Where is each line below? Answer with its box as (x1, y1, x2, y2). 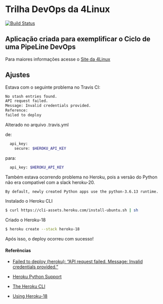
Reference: (5, 108, 28, 113)
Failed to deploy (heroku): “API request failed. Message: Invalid (12, 259, 143, 265)
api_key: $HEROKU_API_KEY (10, 165, 64, 170)
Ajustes (5, 71, 30, 79)
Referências (5, 247, 31, 253)
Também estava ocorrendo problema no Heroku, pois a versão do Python (5, 174, 157, 180)
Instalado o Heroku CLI (5, 198, 53, 204)
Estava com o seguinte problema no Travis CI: (5, 84, 101, 90)
